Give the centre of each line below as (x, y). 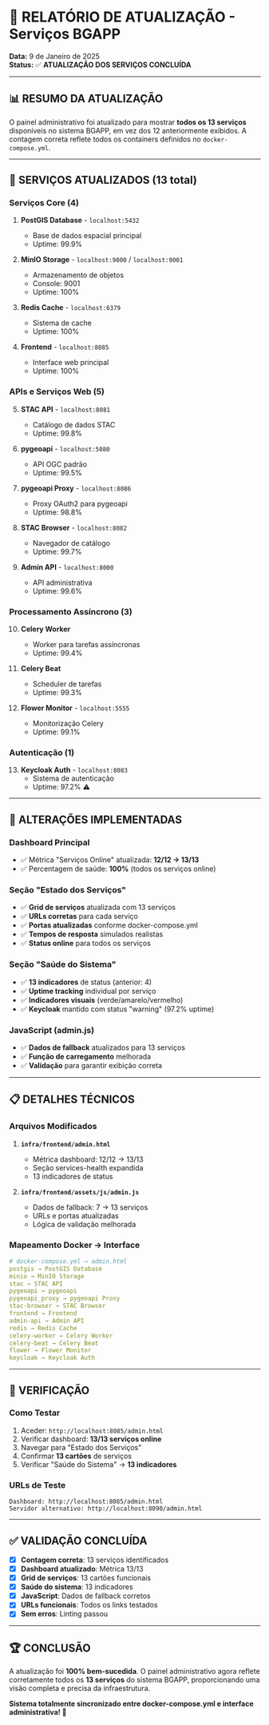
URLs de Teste (38, 1485)
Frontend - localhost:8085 (65, 347)
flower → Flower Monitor (50, 1350)
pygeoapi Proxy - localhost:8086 (76, 488)
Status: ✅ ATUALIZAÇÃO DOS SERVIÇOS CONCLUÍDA (100, 65)
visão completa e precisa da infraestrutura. (80, 1688)
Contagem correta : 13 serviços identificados (95, 1560)
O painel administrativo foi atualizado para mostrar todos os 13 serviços (128, 122)
